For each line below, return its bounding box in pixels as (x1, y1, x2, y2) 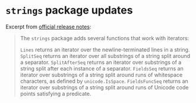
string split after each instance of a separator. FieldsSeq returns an (20, 65, 184, 72)
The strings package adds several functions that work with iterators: (20, 34, 189, 41)
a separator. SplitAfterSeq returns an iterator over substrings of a (20, 59, 182, 66)
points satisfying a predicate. (20, 90, 91, 97)
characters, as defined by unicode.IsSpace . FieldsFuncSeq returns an (20, 78, 188, 85)
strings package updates (5, 4, 133, 17)
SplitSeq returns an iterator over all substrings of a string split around (20, 52, 191, 59)
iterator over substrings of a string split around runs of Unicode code (20, 83, 189, 91)
